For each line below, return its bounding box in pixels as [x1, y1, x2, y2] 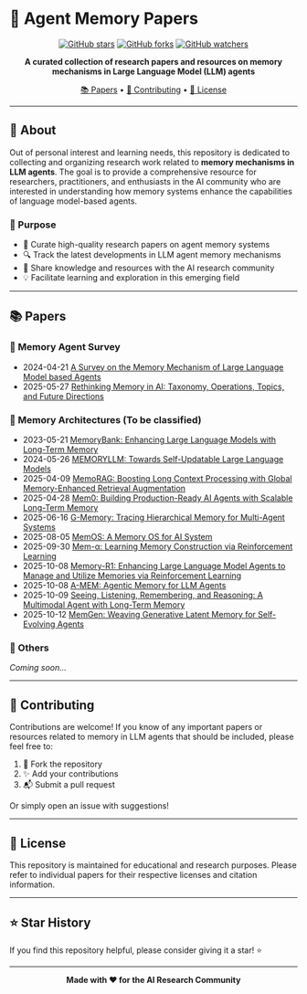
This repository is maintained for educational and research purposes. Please [9, 859, 297, 871]
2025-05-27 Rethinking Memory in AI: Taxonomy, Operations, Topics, [22, 381, 285, 392]
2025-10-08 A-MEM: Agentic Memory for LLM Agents [22, 580, 227, 591]
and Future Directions [22, 390, 105, 401]
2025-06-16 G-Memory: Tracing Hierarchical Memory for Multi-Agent [22, 512, 285, 523]
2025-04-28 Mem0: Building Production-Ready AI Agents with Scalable [22, 492, 293, 503]
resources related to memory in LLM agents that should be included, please [9, 731, 294, 743]
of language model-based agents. [9, 196, 138, 206]
